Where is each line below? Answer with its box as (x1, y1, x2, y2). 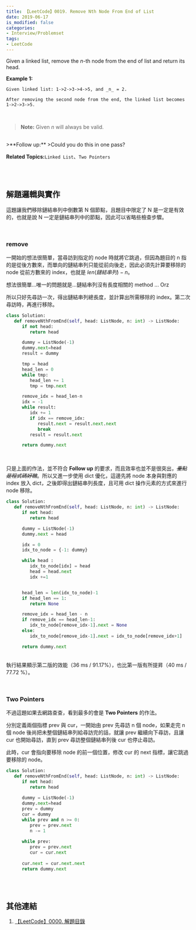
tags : (6, 36, 19, 42)
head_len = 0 (21, 366, 54, 373)
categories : (6, 25, 35, 31)
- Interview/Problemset (6, 31, 65, 36)
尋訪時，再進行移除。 (6, 300, 58, 308)
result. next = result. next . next (37, 421, 117, 427)
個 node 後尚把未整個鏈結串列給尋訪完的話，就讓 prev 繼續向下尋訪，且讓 (6, 729, 184, 736)
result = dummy (21, 350, 59, 357)
